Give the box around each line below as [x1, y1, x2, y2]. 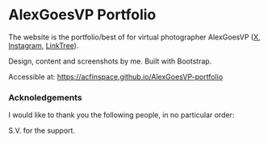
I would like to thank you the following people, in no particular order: [8, 110, 235, 120]
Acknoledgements [8, 92, 82, 103]
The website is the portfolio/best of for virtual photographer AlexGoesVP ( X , [8, 32, 261, 42]
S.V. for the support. [8, 126, 75, 136]
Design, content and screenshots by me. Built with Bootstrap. [8, 56, 212, 66]
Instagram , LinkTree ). [8, 40, 79, 50]
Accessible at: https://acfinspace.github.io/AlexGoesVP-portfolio [8, 71, 224, 81]
